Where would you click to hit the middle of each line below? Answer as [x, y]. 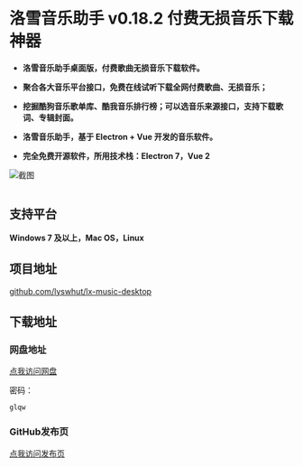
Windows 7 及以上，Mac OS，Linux [77, 238]
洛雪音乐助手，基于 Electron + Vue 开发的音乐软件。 [120, 136]
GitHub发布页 [39, 432]
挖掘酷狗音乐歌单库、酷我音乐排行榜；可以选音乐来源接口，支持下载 [149, 106]
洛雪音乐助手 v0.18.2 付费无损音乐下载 [151, 19]
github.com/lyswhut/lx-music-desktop [80, 291]
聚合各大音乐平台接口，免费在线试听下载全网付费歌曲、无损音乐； [145, 87]
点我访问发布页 [37, 453]
